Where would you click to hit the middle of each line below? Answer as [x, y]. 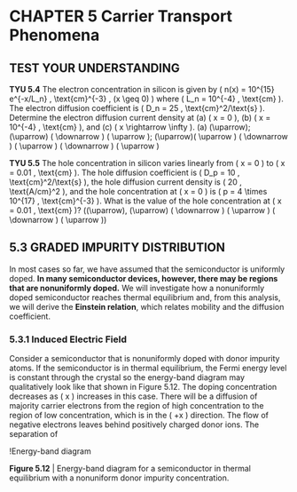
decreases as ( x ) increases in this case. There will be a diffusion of [133, 396]
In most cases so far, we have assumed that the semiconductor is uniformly [147, 269]
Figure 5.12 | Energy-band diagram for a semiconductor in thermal [130, 469]
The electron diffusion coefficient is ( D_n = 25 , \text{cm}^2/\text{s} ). [137, 108]
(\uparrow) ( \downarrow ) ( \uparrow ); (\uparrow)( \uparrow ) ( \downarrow [148, 136]
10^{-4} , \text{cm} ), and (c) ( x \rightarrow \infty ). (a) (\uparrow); [130, 127]
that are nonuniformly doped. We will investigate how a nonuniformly [137, 288]
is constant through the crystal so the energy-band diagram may [127, 377]
